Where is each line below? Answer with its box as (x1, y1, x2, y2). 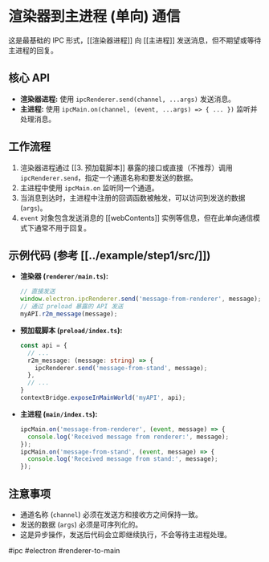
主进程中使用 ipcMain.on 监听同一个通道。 (19, 182, 159, 193)
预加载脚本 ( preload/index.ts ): (19, 325, 123, 335)
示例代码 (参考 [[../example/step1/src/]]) (8, 248, 211, 262)
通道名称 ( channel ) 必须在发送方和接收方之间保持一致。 (19, 509, 203, 519)
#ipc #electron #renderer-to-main (8, 545, 120, 555)
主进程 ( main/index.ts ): (19, 409, 98, 418)
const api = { (19, 341, 67, 349)
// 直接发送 (19, 287, 55, 295)
